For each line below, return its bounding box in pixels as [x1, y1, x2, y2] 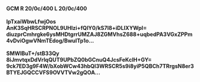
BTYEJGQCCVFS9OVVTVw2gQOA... [6, 69, 101, 76]
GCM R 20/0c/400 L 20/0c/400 [6, 5, 87, 12]
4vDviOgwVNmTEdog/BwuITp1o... [6, 37, 94, 44]
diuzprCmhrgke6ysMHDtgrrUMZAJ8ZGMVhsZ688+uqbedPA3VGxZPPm [6, 31, 193, 38]
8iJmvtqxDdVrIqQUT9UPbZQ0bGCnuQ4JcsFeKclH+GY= [6, 56, 152, 63]
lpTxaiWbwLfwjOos [6, 18, 56, 25]
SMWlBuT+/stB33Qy [6, 50, 59, 57]
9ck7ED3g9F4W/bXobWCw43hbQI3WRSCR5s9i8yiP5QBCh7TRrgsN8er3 [6, 63, 194, 70]
